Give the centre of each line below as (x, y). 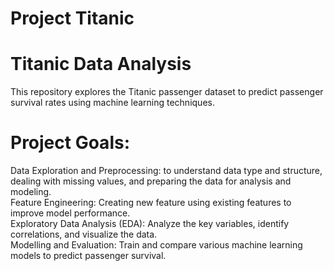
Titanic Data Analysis (101, 64)
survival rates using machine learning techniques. (112, 103)
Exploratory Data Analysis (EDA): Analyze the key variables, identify (150, 224)
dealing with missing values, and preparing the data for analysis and (151, 181)
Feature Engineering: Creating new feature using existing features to (151, 203)
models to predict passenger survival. (88, 256)
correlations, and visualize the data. (84, 234)
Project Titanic (72, 18)
